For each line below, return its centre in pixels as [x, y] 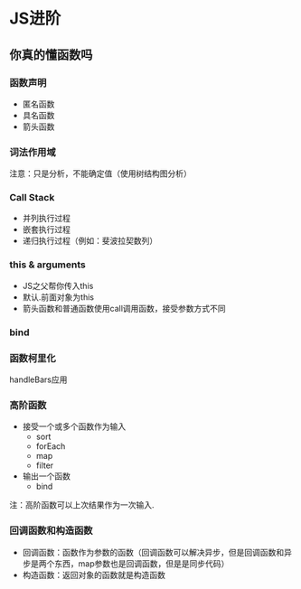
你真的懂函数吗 [51, 55]
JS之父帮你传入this [58, 285]
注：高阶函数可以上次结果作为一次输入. [82, 505]
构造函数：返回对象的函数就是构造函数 [94, 575]
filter [45, 465]
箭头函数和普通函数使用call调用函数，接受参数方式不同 [124, 308]
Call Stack [32, 198]
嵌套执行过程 [46, 229]
